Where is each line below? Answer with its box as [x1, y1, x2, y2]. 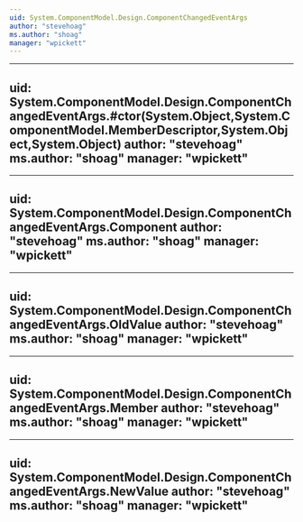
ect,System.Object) [9, 136, 122, 151]
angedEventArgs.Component [9, 220, 178, 235]
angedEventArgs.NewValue [9, 483, 170, 499]
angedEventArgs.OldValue [9, 317, 162, 333]
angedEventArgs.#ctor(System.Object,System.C [9, 108, 291, 124]
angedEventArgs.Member [9, 400, 159, 416]
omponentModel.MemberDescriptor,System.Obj [9, 123, 289, 138]
